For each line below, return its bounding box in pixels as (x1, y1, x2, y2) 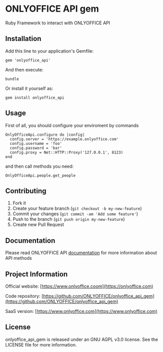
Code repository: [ (5, 293, 44, 299)
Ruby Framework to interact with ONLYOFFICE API (5, 20, 110, 26)
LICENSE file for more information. (5, 341, 77, 347)
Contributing (5, 186, 47, 195)
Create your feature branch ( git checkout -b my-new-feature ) (12, 206, 142, 212)
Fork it (12, 200, 26, 206)
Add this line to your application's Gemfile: (5, 48, 94, 54)
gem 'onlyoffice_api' (5, 58, 51, 63)
